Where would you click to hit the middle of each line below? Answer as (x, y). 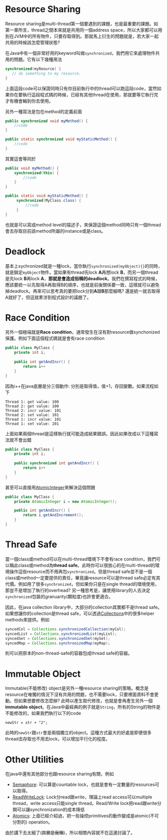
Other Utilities (34, 759)
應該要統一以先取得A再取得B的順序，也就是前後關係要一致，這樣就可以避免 (82, 285)
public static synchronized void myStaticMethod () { (61, 139)
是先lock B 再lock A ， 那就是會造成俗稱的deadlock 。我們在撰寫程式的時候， (83, 278)
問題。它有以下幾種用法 (38, 59)
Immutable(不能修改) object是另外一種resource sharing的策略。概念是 (77, 688)
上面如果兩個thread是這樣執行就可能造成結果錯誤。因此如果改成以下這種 (80, 433)
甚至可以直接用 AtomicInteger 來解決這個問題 (50, 487)
